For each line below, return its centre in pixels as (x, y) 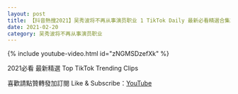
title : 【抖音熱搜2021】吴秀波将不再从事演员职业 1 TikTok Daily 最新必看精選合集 (119, 20)
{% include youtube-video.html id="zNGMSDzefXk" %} (89, 54)
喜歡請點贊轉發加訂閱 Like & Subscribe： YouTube (80, 83)
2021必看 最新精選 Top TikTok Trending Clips (73, 69)
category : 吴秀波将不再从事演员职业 (55, 34)
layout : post (27, 14)
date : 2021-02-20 (33, 27)
